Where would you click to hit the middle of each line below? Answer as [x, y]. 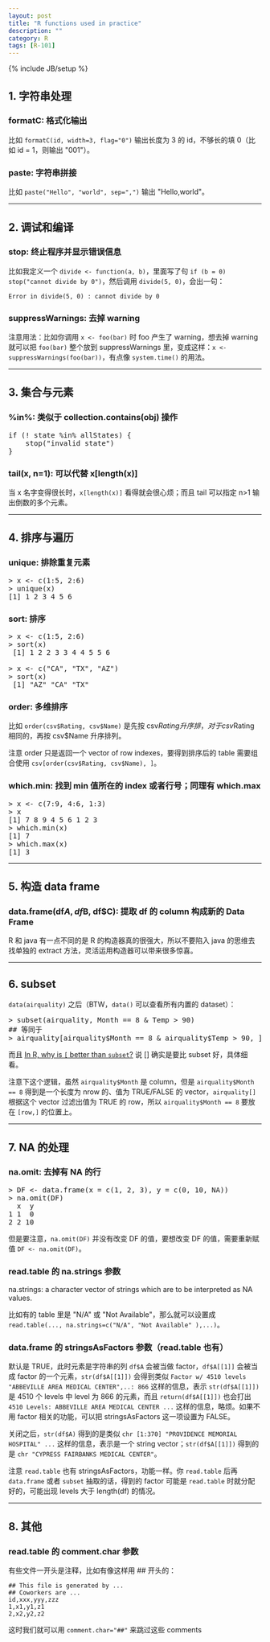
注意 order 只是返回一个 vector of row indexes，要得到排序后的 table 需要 [130, 753]
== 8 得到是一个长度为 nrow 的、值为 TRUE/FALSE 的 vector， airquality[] [132, 1092]
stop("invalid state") [70, 443]
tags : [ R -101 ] [32, 46]
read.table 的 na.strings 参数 [65, 1271]
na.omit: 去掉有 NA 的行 [55, 1172]
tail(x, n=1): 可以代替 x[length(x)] [73, 473]
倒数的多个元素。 [43, 503]
